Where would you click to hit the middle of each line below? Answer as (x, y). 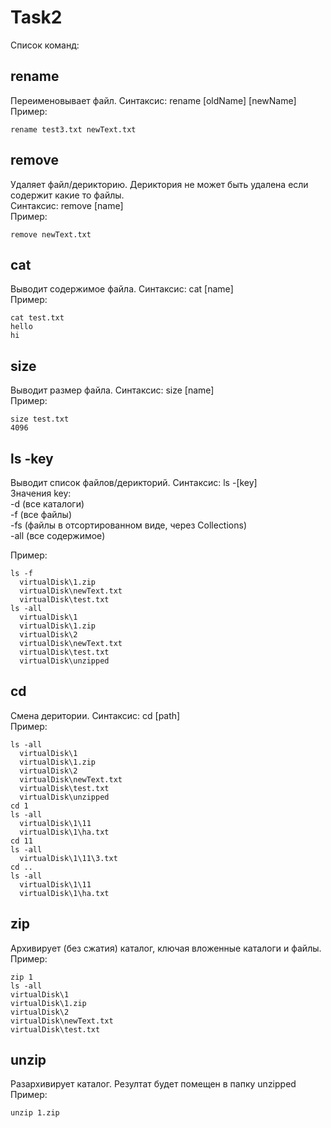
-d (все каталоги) (47, 504)
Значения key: (41, 493)
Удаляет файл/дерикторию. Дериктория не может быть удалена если (159, 184)
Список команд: (45, 45)
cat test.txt (37, 318)
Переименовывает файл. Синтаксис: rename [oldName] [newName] (153, 100)
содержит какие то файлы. (67, 195)
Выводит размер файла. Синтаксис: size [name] (112, 390)
